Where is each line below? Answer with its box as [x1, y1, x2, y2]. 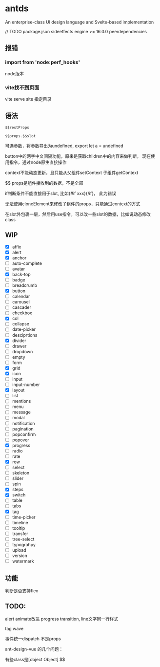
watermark [12, 558, 34, 564]
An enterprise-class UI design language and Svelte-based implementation [5, 19, 154, 25]
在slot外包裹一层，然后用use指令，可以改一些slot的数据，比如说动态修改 [5, 211, 151, 217]
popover [12, 437, 29, 443]
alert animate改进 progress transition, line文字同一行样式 [5, 616, 119, 622]
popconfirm [12, 431, 36, 437]
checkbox [12, 310, 33, 316]
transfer [12, 531, 28, 537]
